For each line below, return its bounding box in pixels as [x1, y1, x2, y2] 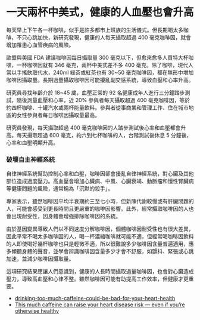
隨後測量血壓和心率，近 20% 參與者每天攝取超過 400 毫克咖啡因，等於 [16, 96, 190, 103]
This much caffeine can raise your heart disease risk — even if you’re [14, 301, 186, 308]
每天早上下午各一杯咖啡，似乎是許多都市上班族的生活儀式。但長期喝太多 [6, 26, 183, 33]
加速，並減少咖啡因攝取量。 [6, 255, 74, 263]
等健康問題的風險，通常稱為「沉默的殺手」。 [6, 185, 113, 192]
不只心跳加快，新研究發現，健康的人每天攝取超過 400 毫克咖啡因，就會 [16, 33, 192, 41]
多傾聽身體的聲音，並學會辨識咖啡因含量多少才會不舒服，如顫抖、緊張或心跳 [6, 248, 194, 255]
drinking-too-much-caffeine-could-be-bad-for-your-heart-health [14, 295, 176, 302]
